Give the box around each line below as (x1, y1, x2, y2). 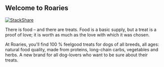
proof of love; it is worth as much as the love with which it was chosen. (5, 32, 150, 37)
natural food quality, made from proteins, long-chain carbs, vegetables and (5, 46, 159, 52)
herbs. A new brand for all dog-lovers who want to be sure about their (5, 52, 148, 58)
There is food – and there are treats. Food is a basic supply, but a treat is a (5, 27, 157, 33)
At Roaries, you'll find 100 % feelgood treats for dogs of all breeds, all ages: (5, 41, 160, 47)
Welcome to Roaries (5, 4, 68, 12)
